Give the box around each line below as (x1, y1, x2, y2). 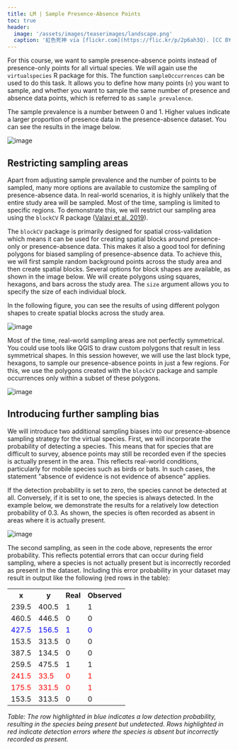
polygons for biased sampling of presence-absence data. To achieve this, (7, 250, 222, 258)
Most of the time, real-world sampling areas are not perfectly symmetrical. (7, 336, 225, 345)
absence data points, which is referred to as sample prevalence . (7, 94, 193, 103)
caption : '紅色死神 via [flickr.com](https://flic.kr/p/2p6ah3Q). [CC (13, 37, 222, 44)
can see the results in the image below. (7, 123, 122, 131)
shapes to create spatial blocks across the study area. (7, 308, 165, 317)
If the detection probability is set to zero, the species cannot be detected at (7, 486, 227, 494)
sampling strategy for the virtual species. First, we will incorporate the (7, 434, 211, 443)
